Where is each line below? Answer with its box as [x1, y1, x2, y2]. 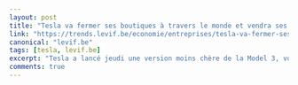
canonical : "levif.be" [9, 37, 93, 47]
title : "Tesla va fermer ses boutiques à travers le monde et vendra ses [9, 21, 288, 30]
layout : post [9, 12, 58, 22]
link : [9, 29, 29, 38]
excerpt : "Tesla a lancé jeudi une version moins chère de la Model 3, [9, 54, 279, 63]
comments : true [9, 63, 66, 72]
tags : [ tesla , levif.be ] [9, 46, 101, 55]
